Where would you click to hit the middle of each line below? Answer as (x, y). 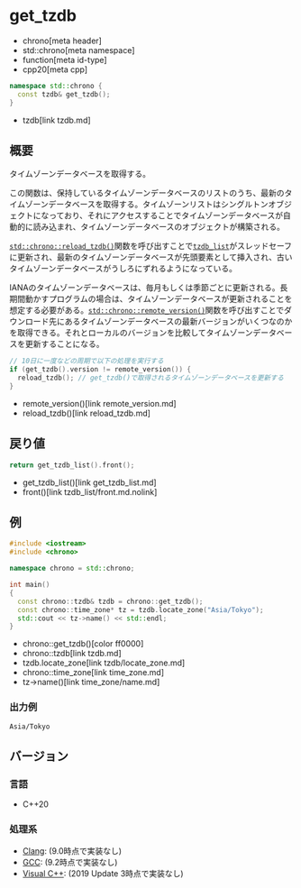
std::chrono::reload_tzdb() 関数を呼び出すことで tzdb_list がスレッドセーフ (151, 246)
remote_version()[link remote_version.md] (100, 403)
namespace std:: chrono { (56, 86)
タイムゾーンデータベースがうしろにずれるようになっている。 (123, 269)
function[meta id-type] (64, 60)
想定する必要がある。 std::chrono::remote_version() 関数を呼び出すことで (147, 310)
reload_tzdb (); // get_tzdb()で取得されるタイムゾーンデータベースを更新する (150, 378)
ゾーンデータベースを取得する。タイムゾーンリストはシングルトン (146, 205)
